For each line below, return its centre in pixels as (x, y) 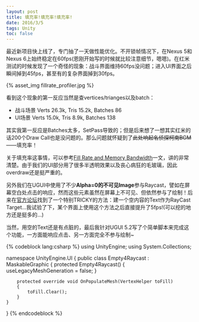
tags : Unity (21, 28)
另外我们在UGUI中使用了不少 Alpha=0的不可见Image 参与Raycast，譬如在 (96, 185)
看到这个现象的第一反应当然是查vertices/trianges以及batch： (81, 98)
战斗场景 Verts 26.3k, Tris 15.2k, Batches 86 (68, 110)
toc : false (20, 34)
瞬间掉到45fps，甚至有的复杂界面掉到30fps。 (62, 74)
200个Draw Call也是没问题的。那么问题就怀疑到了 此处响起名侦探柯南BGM (101, 138)
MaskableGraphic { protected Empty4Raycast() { (66, 264)
